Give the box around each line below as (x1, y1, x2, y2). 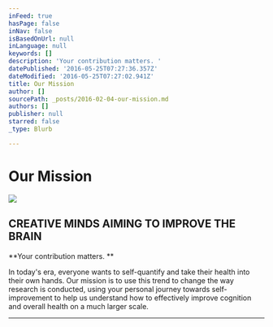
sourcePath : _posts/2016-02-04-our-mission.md (8, 95, 169, 103)
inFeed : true (8, 11, 53, 20)
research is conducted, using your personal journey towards (8, 284, 210, 294)
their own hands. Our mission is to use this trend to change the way (8, 275, 234, 285)
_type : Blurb (8, 125, 53, 133)
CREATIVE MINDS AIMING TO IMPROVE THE (8, 217, 236, 231)
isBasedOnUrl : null (8, 34, 75, 43)
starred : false (8, 118, 60, 126)
